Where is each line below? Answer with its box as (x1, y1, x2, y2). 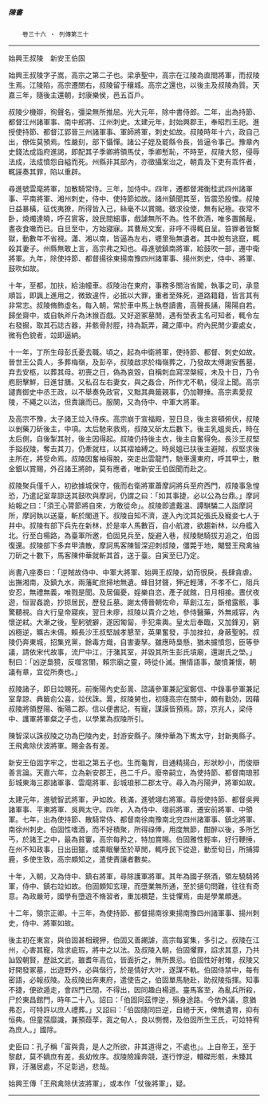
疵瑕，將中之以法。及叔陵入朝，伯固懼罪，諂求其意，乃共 (70, 945, 260, 954)
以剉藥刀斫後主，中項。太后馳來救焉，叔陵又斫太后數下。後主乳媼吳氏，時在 (8, 423, 260, 434)
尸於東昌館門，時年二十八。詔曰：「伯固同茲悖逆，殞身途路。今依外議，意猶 (8, 995, 257, 1004)
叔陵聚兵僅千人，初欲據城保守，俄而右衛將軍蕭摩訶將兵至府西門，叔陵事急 (8, 481, 253, 490)
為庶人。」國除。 (8, 1024, 61, 1034)
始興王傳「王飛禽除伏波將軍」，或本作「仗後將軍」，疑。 (8, 1078, 190, 1088)
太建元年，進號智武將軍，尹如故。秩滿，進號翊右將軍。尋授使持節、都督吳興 (8, 794, 260, 804)
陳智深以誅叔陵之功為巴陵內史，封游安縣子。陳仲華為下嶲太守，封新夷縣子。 (8, 730, 260, 741)
